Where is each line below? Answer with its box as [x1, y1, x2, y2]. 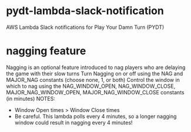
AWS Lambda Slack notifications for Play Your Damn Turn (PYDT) [6, 24, 165, 31]
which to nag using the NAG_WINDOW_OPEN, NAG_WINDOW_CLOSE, [6, 82, 176, 90]
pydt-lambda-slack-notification [6, 4, 165, 18]
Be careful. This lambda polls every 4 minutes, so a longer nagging [14, 113, 177, 120]
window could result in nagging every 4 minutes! [14, 119, 133, 126]
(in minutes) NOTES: [6, 95, 56, 102]
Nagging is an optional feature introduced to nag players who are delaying [6, 64, 186, 71]
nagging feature [6, 44, 86, 58]
